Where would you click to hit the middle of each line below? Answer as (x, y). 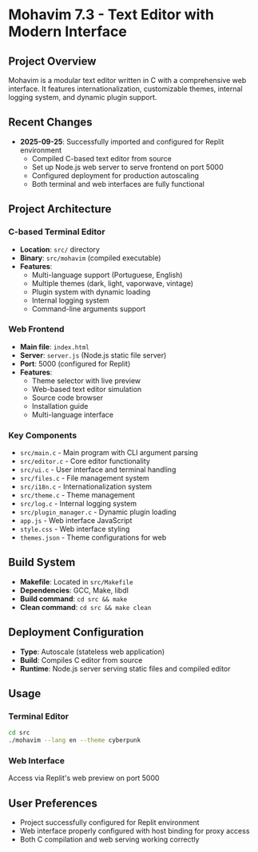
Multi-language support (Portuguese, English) (107, 275)
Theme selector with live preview (86, 380)
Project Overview (52, 61)
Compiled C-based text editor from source (101, 158)
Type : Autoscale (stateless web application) (92, 652)
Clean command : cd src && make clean (85, 607)
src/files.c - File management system (84, 478)
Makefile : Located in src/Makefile (76, 581)
